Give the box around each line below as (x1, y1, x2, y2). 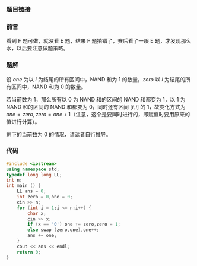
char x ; (27, 210, 46, 216)
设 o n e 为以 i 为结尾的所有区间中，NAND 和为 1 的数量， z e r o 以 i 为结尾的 (6, 75, 186, 83)
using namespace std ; (6, 166, 60, 172)
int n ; (6, 177, 23, 183)
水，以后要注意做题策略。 (6, 45, 69, 52)
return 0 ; (17, 249, 42, 255)
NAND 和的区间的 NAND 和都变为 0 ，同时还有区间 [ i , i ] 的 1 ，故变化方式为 (6, 103, 186, 110)
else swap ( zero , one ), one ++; (27, 227, 100, 233)
